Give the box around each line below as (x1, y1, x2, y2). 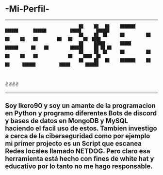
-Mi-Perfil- (5, 3, 50, 15)
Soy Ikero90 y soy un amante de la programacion (5, 102, 156, 110)
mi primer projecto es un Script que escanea (5, 140, 142, 148)
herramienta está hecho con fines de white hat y (5, 155, 154, 163)
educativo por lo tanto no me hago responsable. (5, 162, 153, 171)
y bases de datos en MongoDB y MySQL (5, 117, 129, 125)
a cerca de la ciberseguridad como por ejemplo (5, 132, 150, 140)
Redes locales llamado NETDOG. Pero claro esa (5, 147, 150, 156)
